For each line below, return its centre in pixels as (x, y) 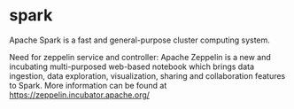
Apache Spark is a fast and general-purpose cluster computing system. (139, 40)
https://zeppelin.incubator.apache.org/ (80, 95)
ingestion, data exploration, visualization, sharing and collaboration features (147, 75)
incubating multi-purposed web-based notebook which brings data (132, 66)
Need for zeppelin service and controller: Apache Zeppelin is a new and (140, 57)
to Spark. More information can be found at (88, 85)
